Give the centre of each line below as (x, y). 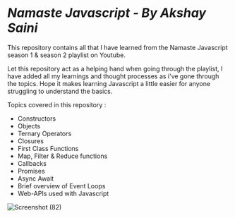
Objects (29, 126)
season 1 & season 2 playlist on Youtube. (66, 55)
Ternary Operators (44, 133)
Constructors (37, 119)
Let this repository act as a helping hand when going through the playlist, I (115, 68)
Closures (31, 141)
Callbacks (32, 163)
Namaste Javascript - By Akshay (107, 13)
